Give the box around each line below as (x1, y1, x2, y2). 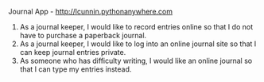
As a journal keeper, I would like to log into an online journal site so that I (19, 39, 257, 49)
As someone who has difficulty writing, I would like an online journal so (19, 56, 253, 65)
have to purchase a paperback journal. (19, 31, 147, 40)
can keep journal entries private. (19, 48, 126, 57)
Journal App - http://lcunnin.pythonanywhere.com (8, 7, 173, 16)
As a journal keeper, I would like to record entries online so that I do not (19, 22, 253, 31)
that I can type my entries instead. (19, 64, 132, 74)
